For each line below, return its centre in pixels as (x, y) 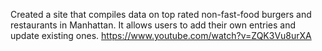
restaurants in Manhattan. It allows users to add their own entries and (153, 25)
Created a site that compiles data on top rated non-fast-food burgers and (161, 14)
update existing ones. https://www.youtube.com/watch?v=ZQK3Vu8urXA (161, 35)
